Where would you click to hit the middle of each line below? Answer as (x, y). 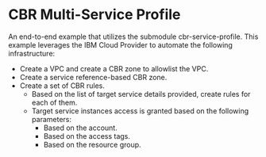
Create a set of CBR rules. (62, 86)
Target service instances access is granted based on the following (140, 111)
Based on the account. (80, 128)
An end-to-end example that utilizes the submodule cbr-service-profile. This (133, 36)
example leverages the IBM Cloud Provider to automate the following (120, 44)
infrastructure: (32, 53)
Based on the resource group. (92, 144)
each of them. (54, 102)
